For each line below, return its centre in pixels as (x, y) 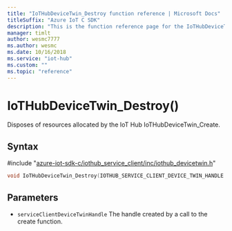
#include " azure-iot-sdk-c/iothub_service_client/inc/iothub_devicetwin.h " (112, 163)
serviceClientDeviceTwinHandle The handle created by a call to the (112, 214)
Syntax (23, 146)
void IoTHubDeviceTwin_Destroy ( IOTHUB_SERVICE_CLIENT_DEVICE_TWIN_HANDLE (116, 176)
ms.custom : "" (28, 65)
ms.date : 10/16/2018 (37, 53)
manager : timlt (29, 33)
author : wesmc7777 (33, 39)
